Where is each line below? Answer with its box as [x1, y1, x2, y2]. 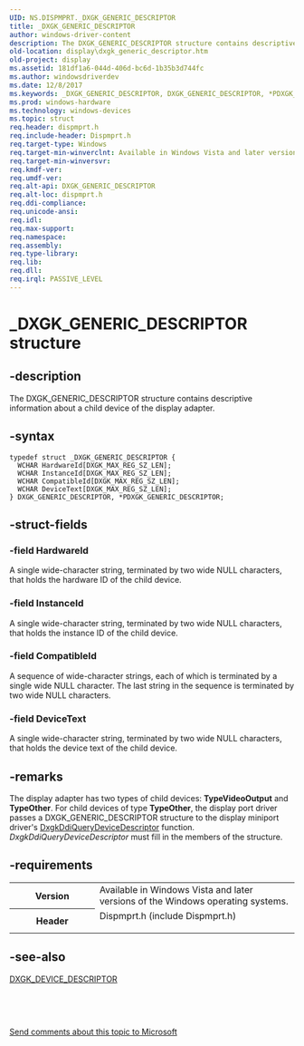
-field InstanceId [9, 597, 84, 610]
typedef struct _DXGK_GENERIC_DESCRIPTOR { [9, 452, 176, 462]
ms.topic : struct [9, 114, 75, 123]
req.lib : [9, 257, 43, 267]
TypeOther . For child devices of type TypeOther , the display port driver [9, 802, 278, 813]
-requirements [9, 857, 93, 873]
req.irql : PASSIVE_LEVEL [9, 275, 103, 284]
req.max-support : [9, 224, 75, 233]
